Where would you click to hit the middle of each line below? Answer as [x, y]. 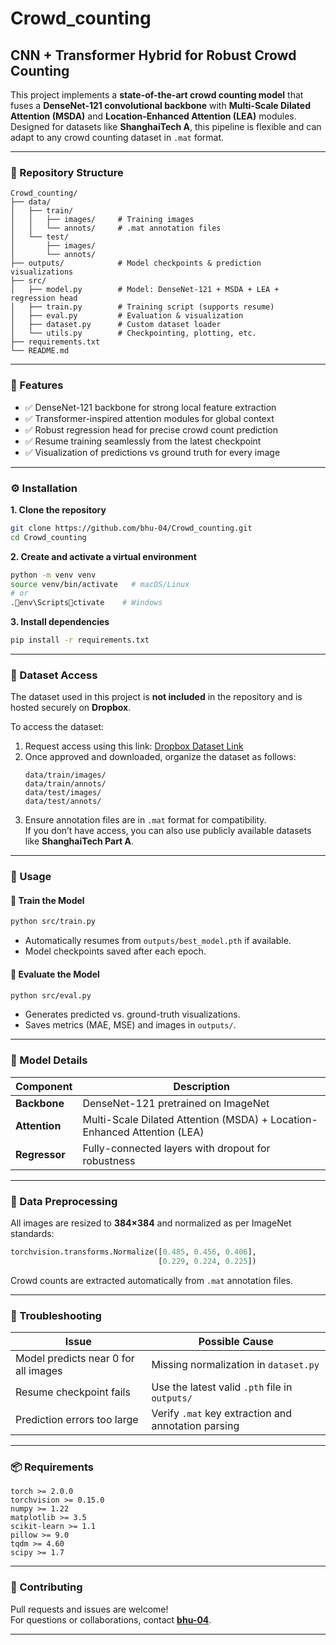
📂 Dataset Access [54, 675]
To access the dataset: [57, 727]
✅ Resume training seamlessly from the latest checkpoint [143, 441]
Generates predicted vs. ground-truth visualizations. [132, 1014]
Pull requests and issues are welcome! [89, 1609]
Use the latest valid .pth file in [222, 1387]
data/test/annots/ [63, 802]
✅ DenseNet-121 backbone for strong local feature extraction [150, 407]
